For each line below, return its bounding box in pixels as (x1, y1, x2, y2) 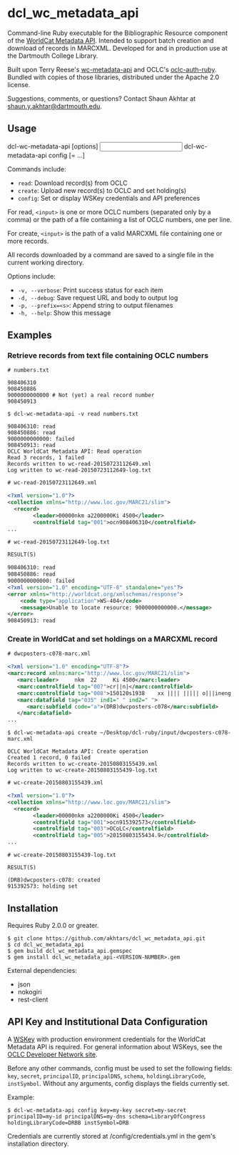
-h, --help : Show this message (17, 309, 111, 317)
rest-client (17, 995, 49, 1004)
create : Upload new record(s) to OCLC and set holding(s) (17, 186, 187, 194)
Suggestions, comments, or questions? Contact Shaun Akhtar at (7, 94, 196, 103)
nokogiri (17, 987, 43, 996)
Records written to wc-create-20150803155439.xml (7, 761, 158, 768)
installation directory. (7, 1139, 69, 1148)
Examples (7, 329, 52, 341)
